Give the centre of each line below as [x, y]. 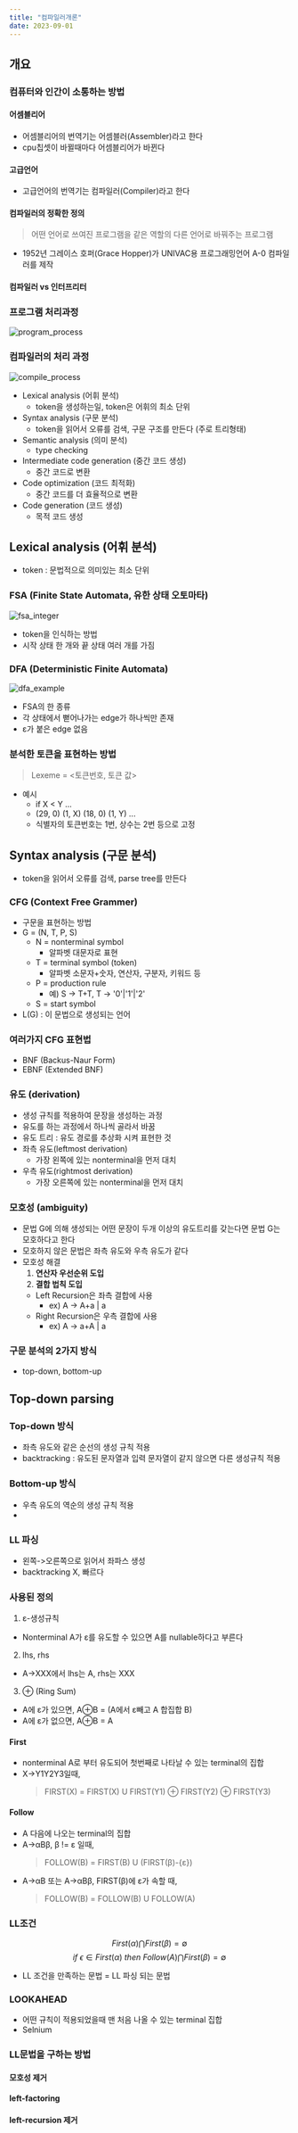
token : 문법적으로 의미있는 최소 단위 [85, 570]
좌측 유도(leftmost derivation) [75, 1149]
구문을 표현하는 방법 [56, 922]
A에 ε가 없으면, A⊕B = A [68, 1721]
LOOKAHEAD [39, 1999]
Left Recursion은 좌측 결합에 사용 [94, 1295]
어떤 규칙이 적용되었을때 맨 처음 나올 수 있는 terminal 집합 [122, 2020]
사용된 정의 [32, 1597]
